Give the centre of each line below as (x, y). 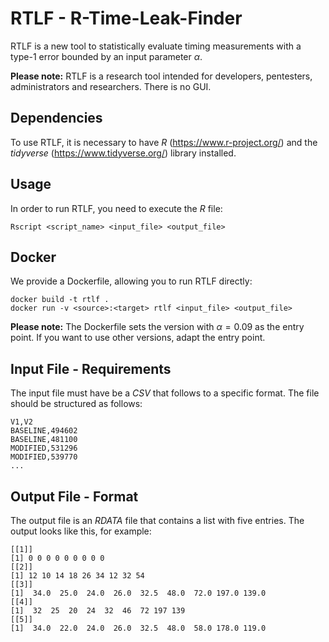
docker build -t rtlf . (60, 300)
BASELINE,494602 (44, 431)
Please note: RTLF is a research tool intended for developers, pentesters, (161, 76)
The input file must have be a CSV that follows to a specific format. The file (165, 393)
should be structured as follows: (76, 404)
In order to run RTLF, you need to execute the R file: (116, 208)
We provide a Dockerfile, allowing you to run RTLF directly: (131, 281)
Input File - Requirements (91, 368)
